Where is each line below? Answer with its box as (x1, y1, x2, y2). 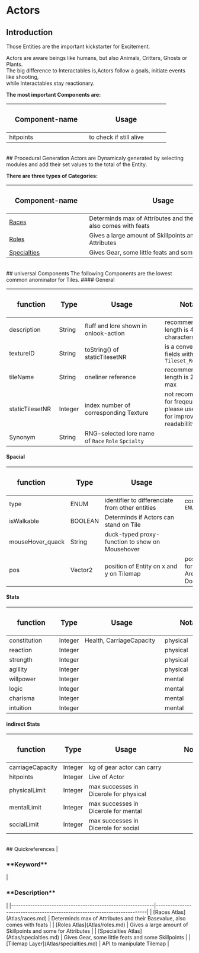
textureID (9, 349, 35, 357)
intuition (9, 704, 32, 712)
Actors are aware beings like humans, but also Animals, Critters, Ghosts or (6, 55, 188, 61)
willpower (9, 675, 36, 683)
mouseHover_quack (9, 538, 65, 546)
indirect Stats (6, 720, 40, 728)
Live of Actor (88, 773, 125, 781)
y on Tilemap (104, 569, 141, 577)
